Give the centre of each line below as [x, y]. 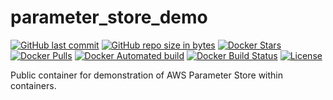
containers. [33, 85]
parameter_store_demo [109, 17]
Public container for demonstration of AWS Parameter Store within [147, 75]
